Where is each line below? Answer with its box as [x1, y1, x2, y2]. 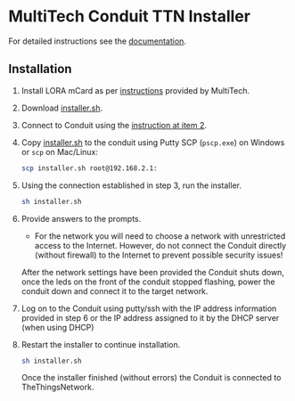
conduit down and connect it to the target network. [20, 285, 209, 296]
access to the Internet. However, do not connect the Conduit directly [34, 240, 287, 250]
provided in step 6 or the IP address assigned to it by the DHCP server [20, 312, 280, 323]
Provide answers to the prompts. [20, 213, 142, 224]
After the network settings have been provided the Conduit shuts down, [20, 266, 284, 277]
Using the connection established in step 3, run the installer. [20, 180, 242, 191]
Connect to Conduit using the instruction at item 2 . [20, 119, 207, 130]
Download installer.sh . [20, 102, 103, 113]
